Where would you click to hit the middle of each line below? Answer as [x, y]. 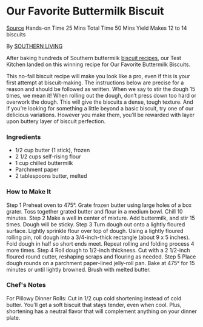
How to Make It [29, 192]
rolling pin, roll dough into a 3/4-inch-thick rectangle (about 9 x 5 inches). [98, 237]
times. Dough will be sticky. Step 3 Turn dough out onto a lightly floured [96, 224]
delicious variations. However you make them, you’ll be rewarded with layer [101, 115]
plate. [13, 317]
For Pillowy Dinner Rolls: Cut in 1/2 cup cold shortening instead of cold [94, 298]
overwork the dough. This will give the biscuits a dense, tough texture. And [100, 102]
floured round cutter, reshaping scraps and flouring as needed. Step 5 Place [101, 257]
